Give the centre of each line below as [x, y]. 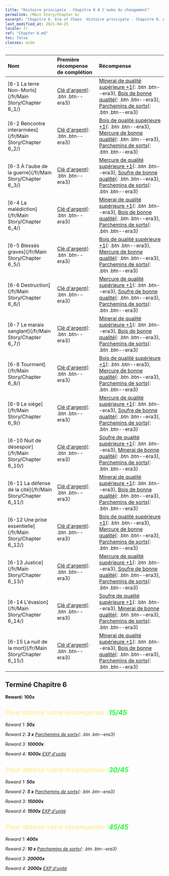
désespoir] [21, 447]
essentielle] [21, 526]
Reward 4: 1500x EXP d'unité [36, 811]
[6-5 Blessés [24, 246]
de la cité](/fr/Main [30, 490]
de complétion [75, 72]
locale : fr [17, 29]
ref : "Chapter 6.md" [27, 33]
